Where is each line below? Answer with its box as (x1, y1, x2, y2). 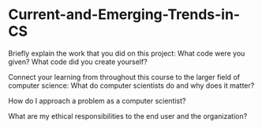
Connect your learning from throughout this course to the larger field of (8, 72, 241, 82)
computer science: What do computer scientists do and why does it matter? (8, 81, 255, 90)
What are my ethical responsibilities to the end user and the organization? (8, 111, 248, 120)
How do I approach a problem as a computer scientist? (8, 96, 186, 105)
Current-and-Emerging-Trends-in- (8, 6, 241, 24)
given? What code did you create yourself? (8, 57, 148, 66)
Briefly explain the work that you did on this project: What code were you (8, 48, 245, 58)
